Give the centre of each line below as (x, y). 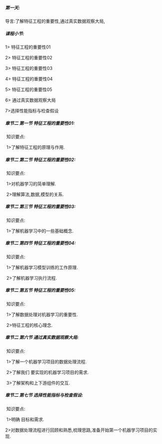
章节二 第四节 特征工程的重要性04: (41, 243)
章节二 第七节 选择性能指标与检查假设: (44, 395)
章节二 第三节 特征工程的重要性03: (40, 207)
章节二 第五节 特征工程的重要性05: (40, 290)
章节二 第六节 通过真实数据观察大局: (42, 338)
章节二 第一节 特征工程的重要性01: (40, 123)
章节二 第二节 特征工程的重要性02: (40, 159)
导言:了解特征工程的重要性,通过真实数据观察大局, (55, 21)
